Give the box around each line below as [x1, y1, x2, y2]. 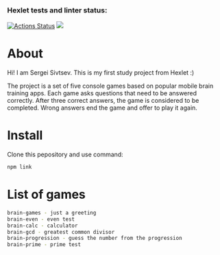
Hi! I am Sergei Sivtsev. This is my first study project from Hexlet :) [7, 69, 195, 77]
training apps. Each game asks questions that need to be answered [7, 89, 197, 97]
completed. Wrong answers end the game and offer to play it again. [7, 104, 197, 112]
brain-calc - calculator [7, 222, 78, 229]
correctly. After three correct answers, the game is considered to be [7, 97, 199, 105]
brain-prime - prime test [7, 241, 81, 248]
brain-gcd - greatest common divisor [7, 228, 115, 235]
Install [7, 127, 43, 143]
